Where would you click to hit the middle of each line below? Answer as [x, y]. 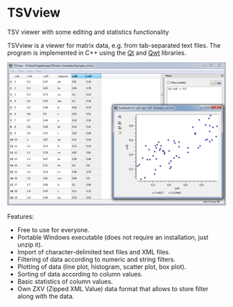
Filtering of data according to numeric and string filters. [96, 259]
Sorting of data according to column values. [80, 274]
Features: [21, 216]
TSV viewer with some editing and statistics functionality [88, 32]
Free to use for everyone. [53, 229]
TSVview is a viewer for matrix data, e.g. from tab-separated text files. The [114, 45]
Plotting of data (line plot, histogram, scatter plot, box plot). [102, 266]
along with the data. [45, 296]
